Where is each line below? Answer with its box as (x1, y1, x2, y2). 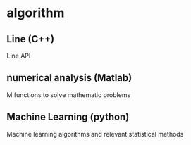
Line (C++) (6, 33, 54, 45)
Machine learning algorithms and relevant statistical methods (6, 130, 184, 138)
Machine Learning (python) (6, 111, 130, 123)
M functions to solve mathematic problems (6, 90, 131, 99)
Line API (6, 51, 31, 60)
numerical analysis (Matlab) (6, 72, 133, 84)
